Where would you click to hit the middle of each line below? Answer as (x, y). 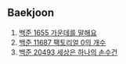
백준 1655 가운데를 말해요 (58, 32)
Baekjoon (31, 13)
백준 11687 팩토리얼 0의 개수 (62, 42)
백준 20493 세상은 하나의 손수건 (68, 52)
